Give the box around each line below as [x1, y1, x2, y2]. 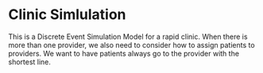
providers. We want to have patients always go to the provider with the [8, 48, 240, 58]
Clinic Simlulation [8, 6, 126, 24]
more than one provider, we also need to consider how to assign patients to [8, 40, 256, 49]
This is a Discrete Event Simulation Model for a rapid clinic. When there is [8, 32, 248, 41]
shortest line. [8, 57, 52, 67]
